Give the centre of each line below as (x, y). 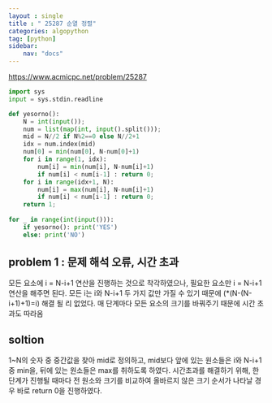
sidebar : (23, 46)
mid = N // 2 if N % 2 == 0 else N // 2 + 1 (81, 136)
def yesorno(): (34, 114)
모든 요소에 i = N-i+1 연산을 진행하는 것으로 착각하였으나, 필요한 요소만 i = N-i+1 (135, 283)
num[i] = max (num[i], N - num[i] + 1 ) (96, 189)
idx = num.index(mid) (59, 144)
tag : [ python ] (32, 39)
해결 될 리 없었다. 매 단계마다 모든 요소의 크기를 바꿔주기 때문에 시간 (149, 303)
